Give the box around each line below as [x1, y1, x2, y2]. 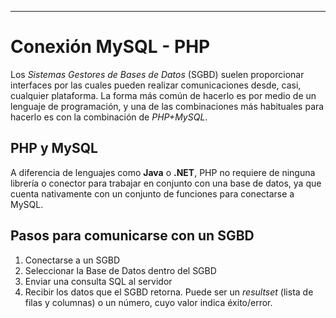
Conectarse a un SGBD [24, 254, 121, 266]
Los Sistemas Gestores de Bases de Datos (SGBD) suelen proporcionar [10, 68, 305, 80]
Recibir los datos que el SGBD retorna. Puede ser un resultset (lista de [24, 286, 314, 298]
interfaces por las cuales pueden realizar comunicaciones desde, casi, [10, 79, 302, 91]
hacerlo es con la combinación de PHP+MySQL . [10, 111, 208, 123]
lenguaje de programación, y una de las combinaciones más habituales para [10, 100, 325, 112]
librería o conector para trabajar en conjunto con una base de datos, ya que [10, 177, 322, 189]
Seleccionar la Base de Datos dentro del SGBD [24, 264, 217, 276]
